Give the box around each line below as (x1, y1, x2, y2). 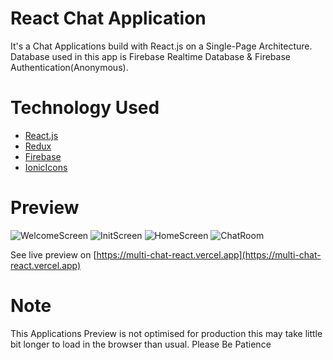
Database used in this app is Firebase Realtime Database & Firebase (10, 50, 291, 62)
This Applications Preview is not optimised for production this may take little (10, 327, 323, 339)
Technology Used (10, 97, 160, 119)
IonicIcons (24, 161, 68, 173)
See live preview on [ (10, 248, 97, 261)
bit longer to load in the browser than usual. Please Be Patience (10, 338, 272, 350)
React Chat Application (10, 7, 207, 30)
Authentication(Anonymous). (10, 61, 129, 73)
